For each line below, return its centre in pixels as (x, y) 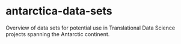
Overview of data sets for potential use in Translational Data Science (91, 28)
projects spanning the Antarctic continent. (58, 34)
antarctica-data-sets (59, 11)
